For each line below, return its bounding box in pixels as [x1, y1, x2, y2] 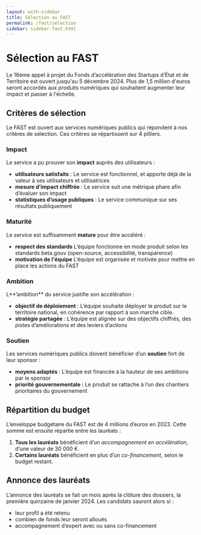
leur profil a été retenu [14, 509, 70, 516]
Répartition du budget [6, 405, 90, 415]
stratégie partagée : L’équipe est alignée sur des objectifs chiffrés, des [14, 315, 191, 322]
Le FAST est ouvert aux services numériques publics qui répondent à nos [6, 124, 188, 131]
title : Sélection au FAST [6, 14, 71, 20]
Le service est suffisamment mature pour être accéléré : [6, 231, 146, 238]
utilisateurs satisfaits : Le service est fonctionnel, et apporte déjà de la [14, 171, 191, 178]
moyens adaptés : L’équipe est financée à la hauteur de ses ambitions [14, 368, 189, 376]
